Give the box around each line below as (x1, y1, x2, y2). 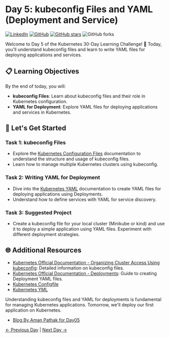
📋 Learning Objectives (5, 67, 80, 76)
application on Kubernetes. (5, 307, 62, 313)
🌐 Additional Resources (5, 246, 82, 255)
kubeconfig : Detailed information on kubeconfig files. (12, 265, 124, 271)
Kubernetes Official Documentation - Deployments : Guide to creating (12, 270, 157, 276)
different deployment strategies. (12, 231, 80, 238)
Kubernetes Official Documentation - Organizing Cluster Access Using (12, 259, 160, 265)
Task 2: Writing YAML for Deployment (5, 174, 100, 181)
